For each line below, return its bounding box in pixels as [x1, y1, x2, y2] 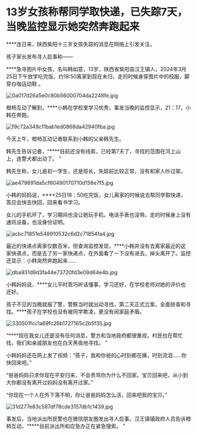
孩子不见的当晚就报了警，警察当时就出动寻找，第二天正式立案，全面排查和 [6, 301, 186, 308]
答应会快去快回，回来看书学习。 [6, 198, 83, 205]
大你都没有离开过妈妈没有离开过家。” [6, 379, 94, 386]
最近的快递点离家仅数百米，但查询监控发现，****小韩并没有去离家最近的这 [6, 242, 186, 249]
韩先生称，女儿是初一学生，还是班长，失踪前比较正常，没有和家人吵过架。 [6, 167, 186, 174]
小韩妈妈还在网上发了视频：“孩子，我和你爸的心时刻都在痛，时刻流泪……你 [6, 352, 187, 359]
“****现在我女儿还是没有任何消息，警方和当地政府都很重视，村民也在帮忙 [6, 332, 184, 339]
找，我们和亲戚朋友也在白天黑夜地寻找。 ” [6, 339, 108, 346]
